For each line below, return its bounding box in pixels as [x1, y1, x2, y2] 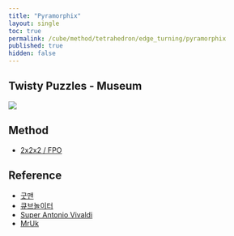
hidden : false [8, 49, 57, 57]
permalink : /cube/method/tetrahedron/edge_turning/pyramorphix [8, 34, 227, 43]
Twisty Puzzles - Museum [8, 79, 143, 93]
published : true [8, 42, 63, 50]
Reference [8, 169, 62, 183]
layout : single [8, 19, 60, 27]
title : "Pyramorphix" [8, 11, 82, 20]
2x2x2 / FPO [19, 145, 62, 154]
